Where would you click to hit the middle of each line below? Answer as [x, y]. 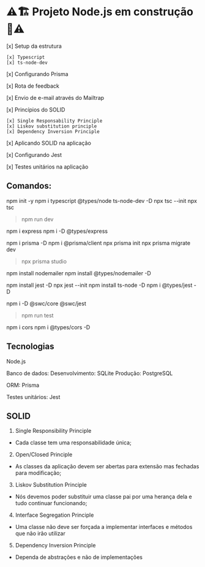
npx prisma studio [44, 261]
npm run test [37, 315]
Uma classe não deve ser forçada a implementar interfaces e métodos [104, 527]
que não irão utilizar [40, 533]
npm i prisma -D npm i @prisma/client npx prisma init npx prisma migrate [99, 243]
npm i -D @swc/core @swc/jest [47, 303]
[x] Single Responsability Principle [54, 121]
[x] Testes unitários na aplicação [47, 167]
